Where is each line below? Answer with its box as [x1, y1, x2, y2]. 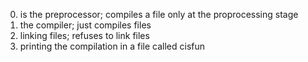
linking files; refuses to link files [19, 30, 150, 41]
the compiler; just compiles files [19, 19, 152, 31]
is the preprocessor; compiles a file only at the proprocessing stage [19, 9, 299, 20]
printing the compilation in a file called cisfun [19, 40, 206, 52]
